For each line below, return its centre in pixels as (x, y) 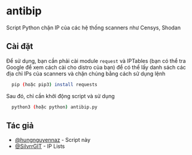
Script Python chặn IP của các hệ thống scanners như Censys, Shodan (94, 28)
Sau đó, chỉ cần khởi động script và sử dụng (60, 96)
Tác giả (20, 125)
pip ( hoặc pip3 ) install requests (54, 84)
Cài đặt (20, 46)
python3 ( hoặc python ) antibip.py (54, 107)
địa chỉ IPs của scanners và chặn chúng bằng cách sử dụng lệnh (86, 74)
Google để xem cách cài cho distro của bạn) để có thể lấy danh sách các (96, 67)
